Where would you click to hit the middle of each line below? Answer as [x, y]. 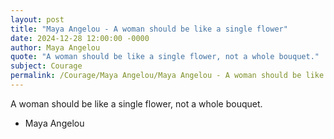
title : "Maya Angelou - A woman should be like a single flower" [149, 29]
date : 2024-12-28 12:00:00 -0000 [80, 38]
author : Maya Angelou [55, 47]
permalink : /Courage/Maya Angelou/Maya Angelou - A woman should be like [167, 76]
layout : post [37, 19]
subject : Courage [46, 66]
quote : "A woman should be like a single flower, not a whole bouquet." [165, 57]
